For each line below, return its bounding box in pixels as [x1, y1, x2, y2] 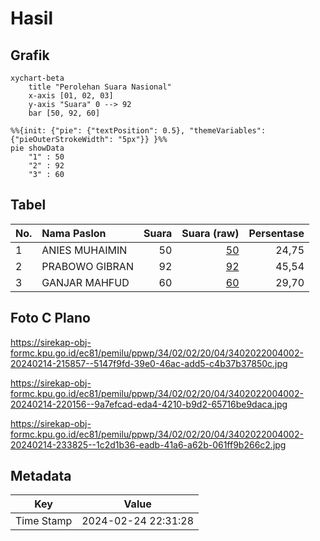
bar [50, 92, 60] [28, 108, 101, 118]
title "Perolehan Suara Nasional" [28, 82, 172, 92]
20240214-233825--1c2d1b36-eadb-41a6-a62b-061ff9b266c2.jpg [10, 438, 287, 451]
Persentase [248, 226, 305, 240]
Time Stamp [15, 514, 73, 528]
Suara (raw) [181, 226, 240, 240]
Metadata [10, 468, 72, 485]
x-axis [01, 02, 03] [28, 91, 114, 101]
